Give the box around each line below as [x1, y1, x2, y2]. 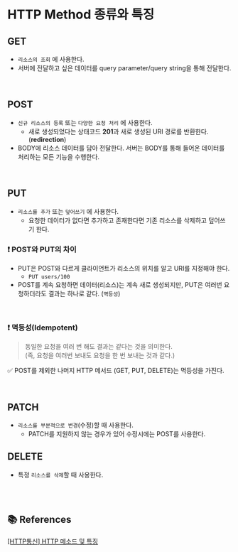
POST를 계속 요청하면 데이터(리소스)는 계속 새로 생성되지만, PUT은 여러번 [17, 280, 222, 288]
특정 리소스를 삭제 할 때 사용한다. [17, 470, 104, 479]
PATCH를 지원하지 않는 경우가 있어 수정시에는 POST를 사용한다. [28, 430, 206, 438]
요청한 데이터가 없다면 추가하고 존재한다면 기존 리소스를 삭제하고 [28, 216, 207, 224]
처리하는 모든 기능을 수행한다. [17, 152, 100, 161]
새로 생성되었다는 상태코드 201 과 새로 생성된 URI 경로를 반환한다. [28, 127, 209, 136]
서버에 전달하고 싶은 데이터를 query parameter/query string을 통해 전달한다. [17, 64, 232, 72]
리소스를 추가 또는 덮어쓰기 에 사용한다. [17, 207, 119, 215]
